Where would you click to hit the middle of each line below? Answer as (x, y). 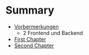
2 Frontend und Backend (53, 33)
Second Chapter (34, 46)
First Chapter (30, 39)
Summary (30, 10)
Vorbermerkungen (37, 27)
